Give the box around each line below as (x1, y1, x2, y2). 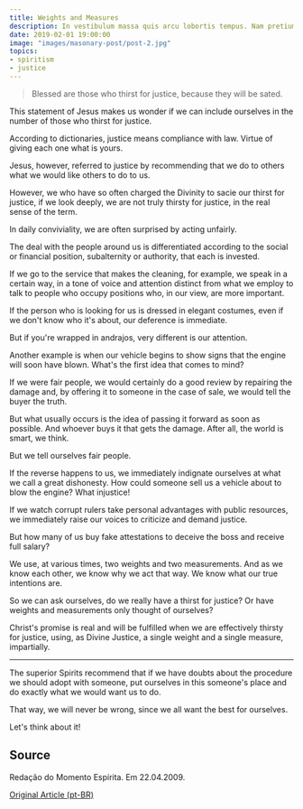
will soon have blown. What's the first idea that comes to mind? (9, 358, 245, 370)
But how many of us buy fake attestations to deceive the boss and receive (9, 531, 285, 542)
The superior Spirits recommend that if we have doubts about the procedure (9, 667, 293, 678)
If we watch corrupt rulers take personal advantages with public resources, (9, 504, 289, 515)
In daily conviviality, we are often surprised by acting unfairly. (9, 223, 237, 235)
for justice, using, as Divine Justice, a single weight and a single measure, (9, 631, 284, 642)
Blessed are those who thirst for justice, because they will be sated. (31, 88, 283, 99)
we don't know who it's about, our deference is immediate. (9, 314, 228, 325)
